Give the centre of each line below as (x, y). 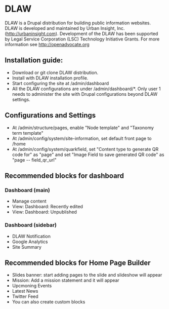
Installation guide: (34, 61)
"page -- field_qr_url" (34, 160)
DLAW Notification (31, 236)
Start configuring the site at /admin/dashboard (60, 83)
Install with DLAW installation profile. (50, 78)
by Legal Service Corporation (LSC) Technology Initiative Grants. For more (82, 39)
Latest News (25, 291)
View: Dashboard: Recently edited (47, 207)
